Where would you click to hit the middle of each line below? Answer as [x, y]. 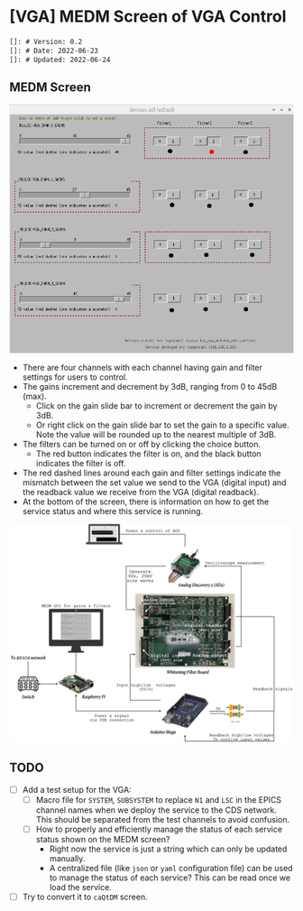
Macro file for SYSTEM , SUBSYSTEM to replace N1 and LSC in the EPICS [159, 799]
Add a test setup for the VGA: [77, 789]
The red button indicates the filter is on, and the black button [148, 454]
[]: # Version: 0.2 [46, 41]
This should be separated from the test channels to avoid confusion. [163, 819]
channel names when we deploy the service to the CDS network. [156, 810]
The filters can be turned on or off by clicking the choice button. [142, 445]
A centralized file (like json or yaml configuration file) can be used [171, 869]
